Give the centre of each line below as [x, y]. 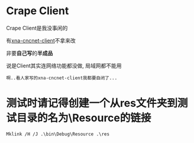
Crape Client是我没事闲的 [37, 28]
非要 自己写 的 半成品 [30, 53]
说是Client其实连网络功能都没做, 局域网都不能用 [64, 66]
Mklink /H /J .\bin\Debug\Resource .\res [58, 134]
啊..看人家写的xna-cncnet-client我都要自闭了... [62, 78]
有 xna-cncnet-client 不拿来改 [41, 40]
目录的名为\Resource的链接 [84, 118]
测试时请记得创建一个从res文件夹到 [92, 103]
